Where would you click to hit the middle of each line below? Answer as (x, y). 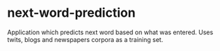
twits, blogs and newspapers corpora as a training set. (85, 39)
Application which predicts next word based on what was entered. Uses (110, 32)
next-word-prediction (71, 13)
